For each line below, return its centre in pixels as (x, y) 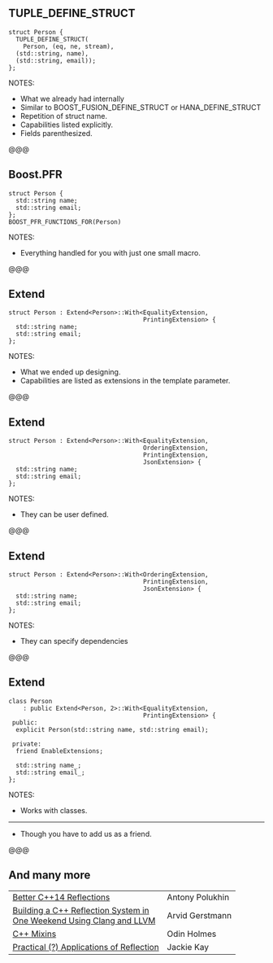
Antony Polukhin (198, 897)
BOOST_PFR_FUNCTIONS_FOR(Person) (65, 222)
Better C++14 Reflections (61, 897)
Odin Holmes (192, 934)
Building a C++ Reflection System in (81, 910)
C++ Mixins (35, 934)
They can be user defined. (65, 514)
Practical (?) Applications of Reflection (86, 947)
